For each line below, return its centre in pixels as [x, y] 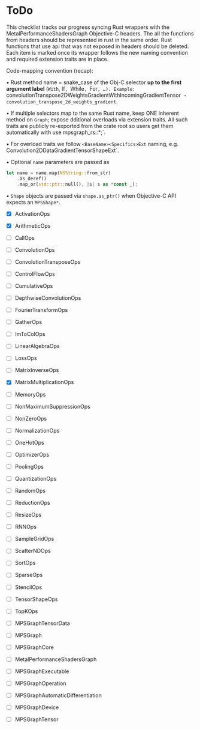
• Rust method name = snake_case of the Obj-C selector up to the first [94, 82]
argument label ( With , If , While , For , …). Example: [71, 88]
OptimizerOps [32, 454]
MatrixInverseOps [37, 370]
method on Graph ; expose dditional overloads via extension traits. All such [97, 119]
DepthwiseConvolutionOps [48, 298]
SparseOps [29, 575]
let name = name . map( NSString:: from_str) [59, 173]
